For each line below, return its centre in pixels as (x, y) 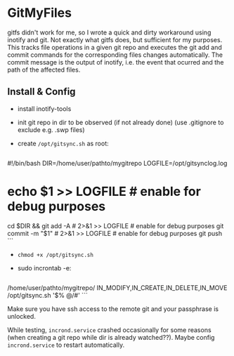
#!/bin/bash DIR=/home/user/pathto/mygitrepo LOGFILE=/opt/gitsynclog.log (117, 163)
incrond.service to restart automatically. (66, 345)
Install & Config (41, 92)
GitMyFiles (40, 13)
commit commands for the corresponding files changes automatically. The (115, 55)
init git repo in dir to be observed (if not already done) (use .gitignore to (121, 122)
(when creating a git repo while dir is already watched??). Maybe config (111, 337)
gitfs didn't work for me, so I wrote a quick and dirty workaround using (109, 32)
